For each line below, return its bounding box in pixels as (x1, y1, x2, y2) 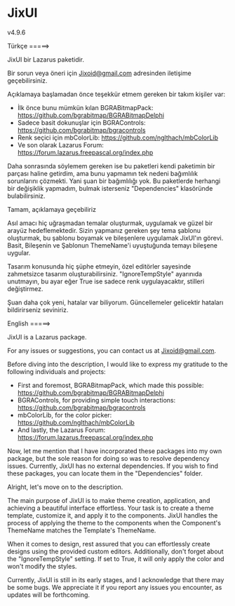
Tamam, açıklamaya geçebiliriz (7, 205, 97, 213)
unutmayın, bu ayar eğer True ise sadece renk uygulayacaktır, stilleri (7, 277, 205, 285)
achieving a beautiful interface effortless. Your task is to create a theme (7, 504, 214, 512)
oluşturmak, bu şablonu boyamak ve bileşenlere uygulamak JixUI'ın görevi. (7, 234, 224, 242)
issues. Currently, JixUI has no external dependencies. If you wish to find (7, 462, 219, 470)
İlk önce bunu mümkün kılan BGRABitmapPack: (17, 103, 154, 112)
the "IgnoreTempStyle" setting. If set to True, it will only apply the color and (7, 554, 224, 563)
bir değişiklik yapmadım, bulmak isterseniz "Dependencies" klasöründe (7, 184, 213, 192)
